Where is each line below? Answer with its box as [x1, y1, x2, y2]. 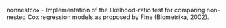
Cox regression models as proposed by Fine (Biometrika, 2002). [27, 13, 209, 21]
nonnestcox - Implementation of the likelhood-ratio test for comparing [6, 6, 205, 14]
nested [6, 13, 27, 21]
